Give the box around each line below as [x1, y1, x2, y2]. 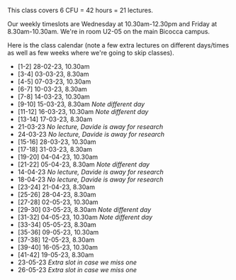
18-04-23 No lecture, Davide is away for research [17, 175, 164, 184]
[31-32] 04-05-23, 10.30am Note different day [17, 213, 153, 221]
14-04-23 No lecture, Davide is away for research [17, 168, 164, 176]
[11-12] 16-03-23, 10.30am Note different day [17, 108, 149, 116]
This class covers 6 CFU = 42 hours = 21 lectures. [7, 6, 154, 14]
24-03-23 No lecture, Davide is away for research [17, 130, 165, 138]
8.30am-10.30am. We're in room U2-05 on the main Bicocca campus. [7, 28, 210, 35]
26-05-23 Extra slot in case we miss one [17, 266, 137, 274]
